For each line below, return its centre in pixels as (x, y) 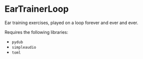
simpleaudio (24, 47)
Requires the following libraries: (36, 32)
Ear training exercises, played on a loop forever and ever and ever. (71, 23)
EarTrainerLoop (37, 9)
